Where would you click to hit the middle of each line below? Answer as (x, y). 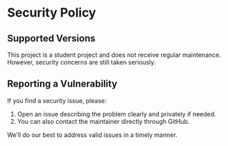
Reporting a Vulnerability (62, 84)
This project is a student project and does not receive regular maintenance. (114, 55)
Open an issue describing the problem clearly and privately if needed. (116, 114)
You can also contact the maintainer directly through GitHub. (103, 121)
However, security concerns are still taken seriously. (82, 62)
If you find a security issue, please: (57, 100)
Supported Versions (51, 38)
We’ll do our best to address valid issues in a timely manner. (92, 135)
